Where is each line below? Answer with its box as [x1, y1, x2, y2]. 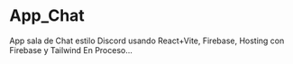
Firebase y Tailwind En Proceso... [9, 44, 133, 55]
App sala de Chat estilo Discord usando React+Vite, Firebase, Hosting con [9, 35, 285, 46]
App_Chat [9, 5, 86, 26]
